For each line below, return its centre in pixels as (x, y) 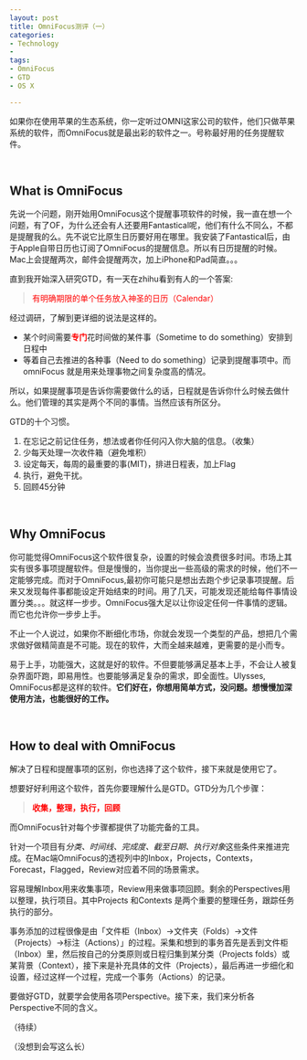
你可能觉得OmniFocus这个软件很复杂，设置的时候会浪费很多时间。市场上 (147, 557)
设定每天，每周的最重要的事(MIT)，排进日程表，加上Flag (129, 464)
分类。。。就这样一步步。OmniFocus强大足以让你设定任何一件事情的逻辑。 (154, 603)
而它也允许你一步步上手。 (58, 614)
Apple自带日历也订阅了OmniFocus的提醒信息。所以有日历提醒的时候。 (149, 249)
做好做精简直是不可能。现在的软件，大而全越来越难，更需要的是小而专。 (153, 645)
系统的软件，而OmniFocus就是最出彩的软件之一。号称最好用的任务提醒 (143, 132)
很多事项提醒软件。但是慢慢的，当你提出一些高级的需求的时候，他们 (153, 568)
